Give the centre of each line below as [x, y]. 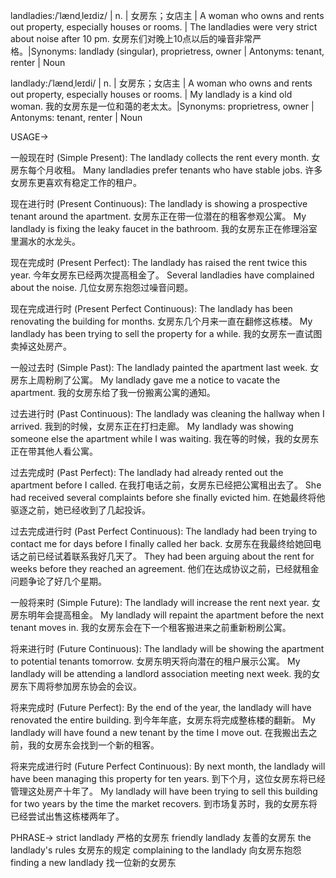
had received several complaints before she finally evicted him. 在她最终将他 [168, 497]
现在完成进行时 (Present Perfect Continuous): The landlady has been [151, 308]
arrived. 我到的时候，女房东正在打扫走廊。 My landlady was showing [152, 426]
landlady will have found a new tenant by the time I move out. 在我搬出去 [159, 732]
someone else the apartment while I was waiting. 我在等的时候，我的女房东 [165, 438]
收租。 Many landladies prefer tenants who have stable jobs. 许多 [188, 170]
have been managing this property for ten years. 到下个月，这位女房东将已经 [168, 778]
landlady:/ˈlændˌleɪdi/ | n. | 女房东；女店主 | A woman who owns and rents [161, 83]
